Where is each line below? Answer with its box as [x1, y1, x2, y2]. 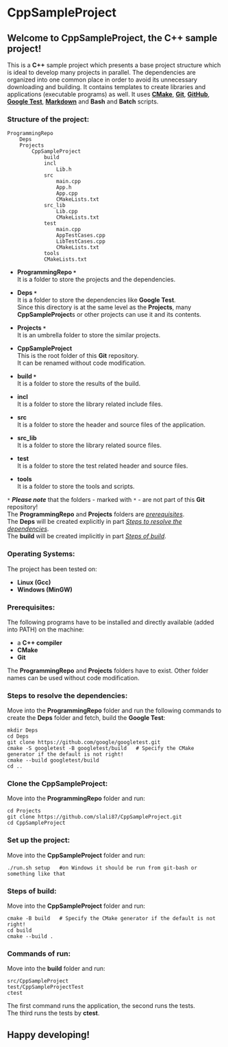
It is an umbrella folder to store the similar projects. [16, 331, 161, 339]
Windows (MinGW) [16, 585, 73, 594]
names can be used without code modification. [7, 673, 140, 682]
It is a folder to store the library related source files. [16, 441, 162, 450]
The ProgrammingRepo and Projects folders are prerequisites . [7, 510, 185, 518]
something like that [7, 870, 66, 877]
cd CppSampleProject [7, 819, 66, 827]
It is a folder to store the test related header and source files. [16, 461, 188, 470]
